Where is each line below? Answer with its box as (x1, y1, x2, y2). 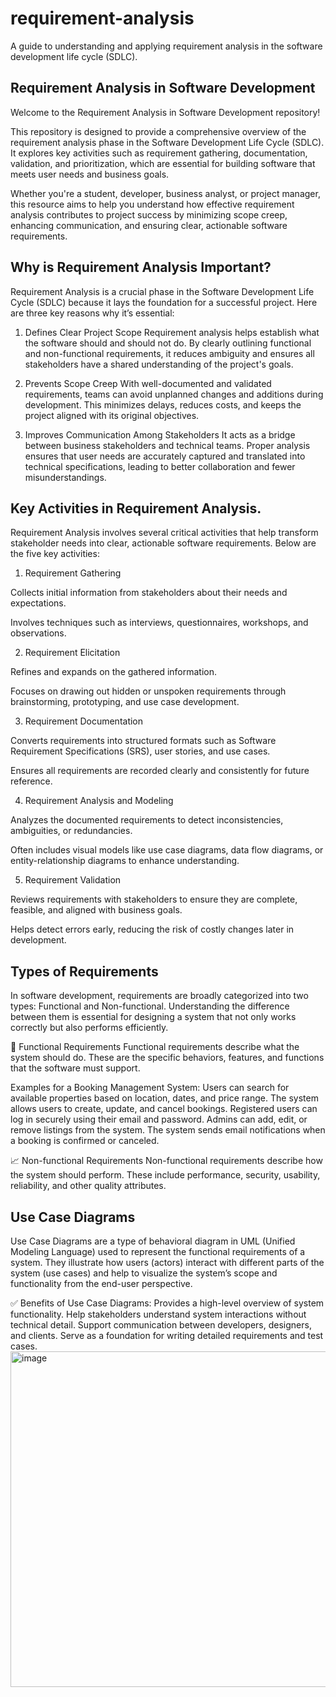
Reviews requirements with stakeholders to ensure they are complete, (10, 893, 298, 906)
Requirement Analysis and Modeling (24, 795, 174, 807)
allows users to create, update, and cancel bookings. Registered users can (10, 1103, 318, 1115)
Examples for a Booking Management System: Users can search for (10, 1082, 290, 1094)
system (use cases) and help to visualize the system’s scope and (10, 1267, 278, 1279)
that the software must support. (10, 1062, 141, 1074)
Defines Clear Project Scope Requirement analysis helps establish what (24, 326, 320, 338)
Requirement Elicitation (24, 647, 121, 659)
